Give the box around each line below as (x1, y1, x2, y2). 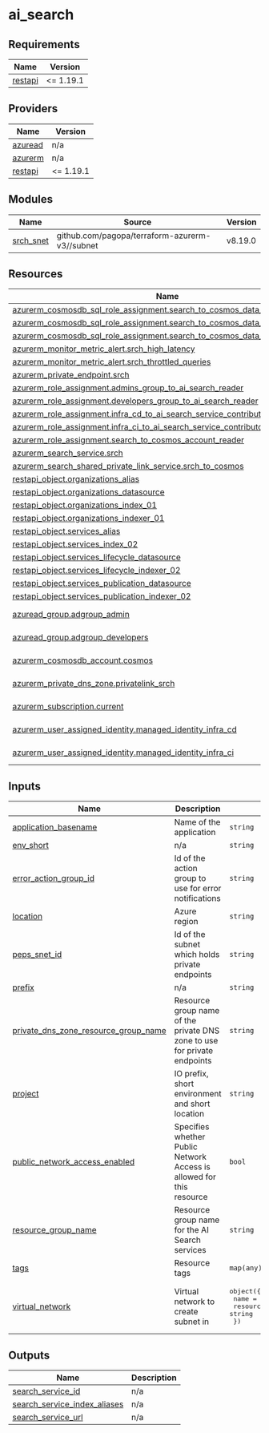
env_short (12, 840, 50, 851)
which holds (174, 949, 220, 960)
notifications (174, 893, 222, 904)
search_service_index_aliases (12, 1399, 124, 1410)
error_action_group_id (12, 873, 94, 884)
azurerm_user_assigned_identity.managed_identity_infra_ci (12, 747, 235, 758)
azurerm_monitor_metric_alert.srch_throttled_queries (12, 357, 211, 368)
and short (174, 1098, 211, 1109)
